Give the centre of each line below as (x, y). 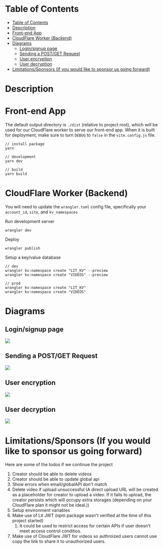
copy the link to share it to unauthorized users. (59, 541)
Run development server (30, 221)
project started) (28, 521)
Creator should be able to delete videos (52, 474)
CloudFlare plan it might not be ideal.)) (51, 505)
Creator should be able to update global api (56, 479)
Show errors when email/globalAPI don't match (60, 485)
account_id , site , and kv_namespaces (41, 212)
